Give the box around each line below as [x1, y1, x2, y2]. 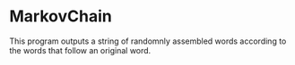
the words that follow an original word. [9, 45, 152, 55]
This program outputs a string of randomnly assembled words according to [9, 36, 287, 46]
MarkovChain [9, 6, 112, 27]
